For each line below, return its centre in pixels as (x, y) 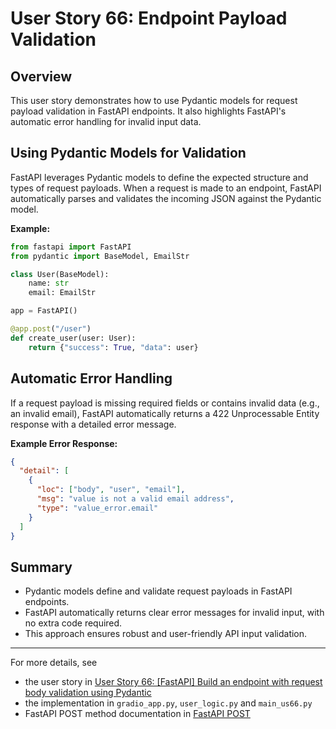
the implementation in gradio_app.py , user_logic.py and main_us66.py (168, 703)
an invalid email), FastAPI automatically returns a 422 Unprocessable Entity (165, 413)
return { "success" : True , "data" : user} (113, 347)
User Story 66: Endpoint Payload (149, 18)
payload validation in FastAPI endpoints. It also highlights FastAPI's (148, 111)
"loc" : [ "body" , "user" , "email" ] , (111, 490)
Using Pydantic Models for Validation (128, 153)
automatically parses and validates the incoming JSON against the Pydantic (166, 198)
